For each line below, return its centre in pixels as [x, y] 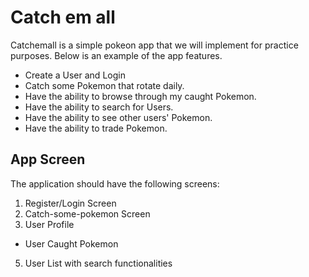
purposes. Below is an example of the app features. [116, 55]
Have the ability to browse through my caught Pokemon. [140, 96]
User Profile [49, 224]
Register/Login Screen [70, 203]
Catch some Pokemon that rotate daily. [104, 85]
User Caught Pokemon [71, 243]
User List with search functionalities [98, 263]
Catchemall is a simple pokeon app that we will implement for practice [154, 45]
